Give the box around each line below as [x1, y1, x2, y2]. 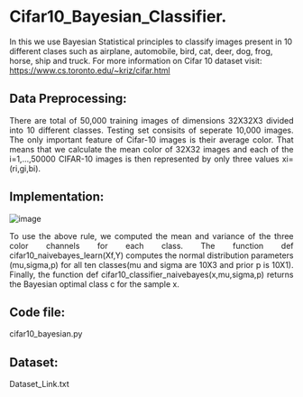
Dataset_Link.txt [9, 379, 69, 390]
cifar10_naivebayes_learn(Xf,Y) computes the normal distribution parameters [9, 250, 294, 261]
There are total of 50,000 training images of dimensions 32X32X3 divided [9, 115, 294, 125]
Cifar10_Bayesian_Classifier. [9, 6, 227, 27]
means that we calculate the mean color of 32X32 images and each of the [9, 143, 294, 154]
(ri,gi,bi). [9, 162, 41, 173]
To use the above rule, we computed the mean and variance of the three [9, 230, 294, 241]
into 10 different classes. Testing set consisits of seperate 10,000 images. [9, 125, 294, 135]
